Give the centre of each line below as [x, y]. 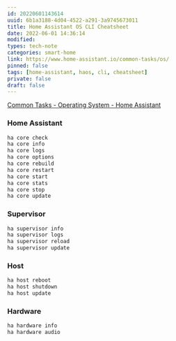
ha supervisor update [39, 248]
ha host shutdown [32, 287]
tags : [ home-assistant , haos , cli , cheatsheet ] [78, 72]
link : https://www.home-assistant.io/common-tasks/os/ [88, 59]
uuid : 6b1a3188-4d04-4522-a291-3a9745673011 [73, 20]
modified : [22, 40]
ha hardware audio [34, 333]
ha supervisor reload [39, 242]
